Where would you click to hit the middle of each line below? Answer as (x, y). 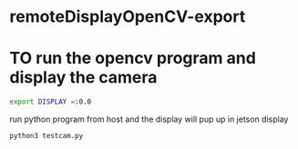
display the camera (83, 78)
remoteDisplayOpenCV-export (128, 17)
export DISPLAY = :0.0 (51, 102)
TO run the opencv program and (133, 59)
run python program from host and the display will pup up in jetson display (149, 119)
